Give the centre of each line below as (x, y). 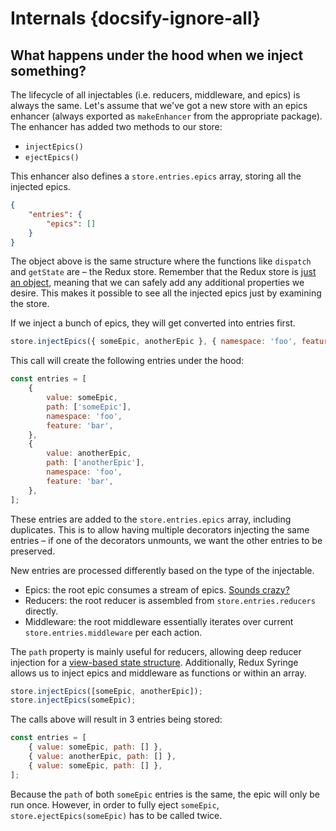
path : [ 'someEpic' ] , (89, 407)
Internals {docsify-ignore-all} (136, 18)
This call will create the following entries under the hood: (127, 361)
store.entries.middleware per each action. (113, 632)
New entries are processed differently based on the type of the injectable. (162, 570)
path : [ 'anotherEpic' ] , (95, 463)
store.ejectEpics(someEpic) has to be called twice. (116, 815)
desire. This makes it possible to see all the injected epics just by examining (166, 293)
